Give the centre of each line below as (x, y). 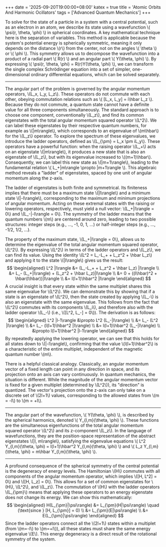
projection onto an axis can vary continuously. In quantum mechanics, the (80, 374)
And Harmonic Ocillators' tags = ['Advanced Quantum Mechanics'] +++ (78, 12)
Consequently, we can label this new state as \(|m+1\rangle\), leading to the (82, 162)
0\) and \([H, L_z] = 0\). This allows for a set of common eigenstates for (78, 481)
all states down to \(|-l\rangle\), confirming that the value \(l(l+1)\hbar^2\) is (82, 344)
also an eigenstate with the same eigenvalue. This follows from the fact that (82, 302)
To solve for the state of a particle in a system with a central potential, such (82, 22)
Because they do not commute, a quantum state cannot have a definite (77, 104)
